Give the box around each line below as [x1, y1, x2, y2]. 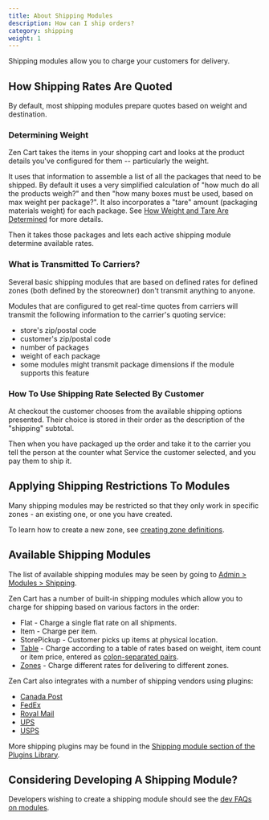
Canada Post [19, 691, 63, 701]
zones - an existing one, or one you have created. [8, 509, 173, 519]
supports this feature [19, 367, 90, 378]
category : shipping [8, 27, 74, 35]
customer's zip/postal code [19, 334, 111, 343]
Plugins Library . [8, 749, 60, 760]
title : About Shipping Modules [8, 11, 113, 20]
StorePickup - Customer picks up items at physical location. [19, 634, 218, 644]
